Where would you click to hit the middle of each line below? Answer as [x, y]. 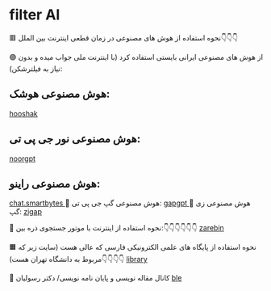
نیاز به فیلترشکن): [36, 68]
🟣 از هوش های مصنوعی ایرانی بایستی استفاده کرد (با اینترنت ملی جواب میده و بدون [136, 57]
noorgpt [22, 158]
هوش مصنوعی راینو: [55, 183]
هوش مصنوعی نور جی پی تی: [75, 139]
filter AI [35, 15]
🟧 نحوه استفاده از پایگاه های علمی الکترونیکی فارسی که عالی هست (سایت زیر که [133, 247]
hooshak [24, 113]
